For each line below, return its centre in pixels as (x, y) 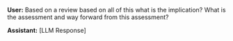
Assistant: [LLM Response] (47, 30)
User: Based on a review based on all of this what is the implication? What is (116, 10)
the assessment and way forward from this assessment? (88, 17)
